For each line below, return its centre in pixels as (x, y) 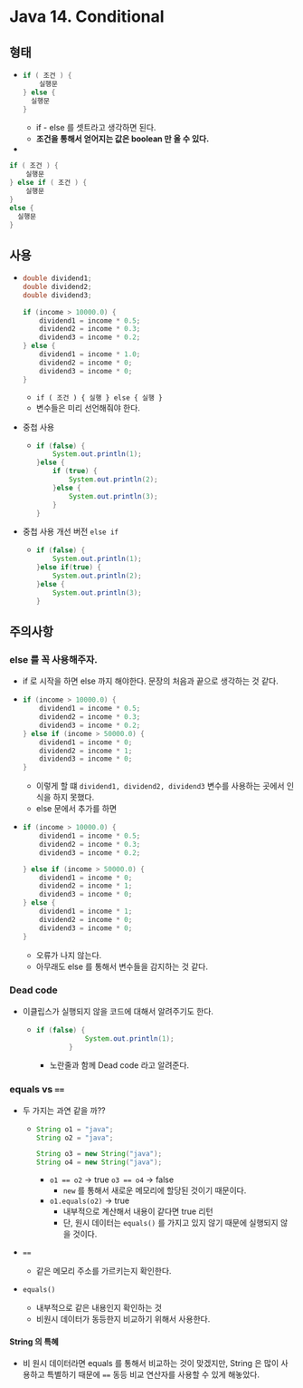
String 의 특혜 (34, 1341)
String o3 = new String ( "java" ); (99, 1154)
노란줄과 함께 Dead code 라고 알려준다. (119, 1065)
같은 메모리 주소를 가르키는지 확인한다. (104, 1271)
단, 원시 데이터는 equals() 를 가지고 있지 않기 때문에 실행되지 (170, 1223)
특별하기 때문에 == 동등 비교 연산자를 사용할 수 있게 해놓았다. (153, 1374)
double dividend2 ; (57, 287)
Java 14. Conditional (87, 17)
